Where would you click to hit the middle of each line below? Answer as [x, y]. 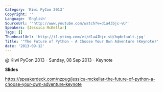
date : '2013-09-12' [25, 46]
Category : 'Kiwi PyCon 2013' [35, 10]
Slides [12, 69]
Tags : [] [14, 32]
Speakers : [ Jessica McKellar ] [36, 28]
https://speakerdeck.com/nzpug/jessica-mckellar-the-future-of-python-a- [80, 79]
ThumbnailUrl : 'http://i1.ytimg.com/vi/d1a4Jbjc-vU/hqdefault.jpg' [75, 37]
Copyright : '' [20, 14]
